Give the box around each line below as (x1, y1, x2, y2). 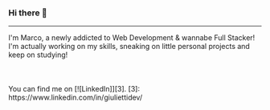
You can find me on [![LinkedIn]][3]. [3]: (8, 84, 141, 94)
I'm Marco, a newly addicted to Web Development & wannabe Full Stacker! (8, 33, 256, 43)
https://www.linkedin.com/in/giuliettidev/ (8, 92, 143, 103)
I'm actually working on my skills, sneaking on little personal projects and (8, 42, 251, 51)
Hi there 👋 (8, 7, 48, 18)
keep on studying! (8, 50, 68, 59)
